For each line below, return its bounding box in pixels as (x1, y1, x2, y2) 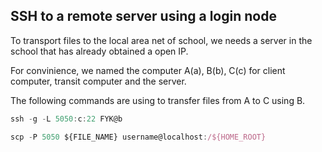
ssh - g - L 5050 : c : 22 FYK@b (10, 114, 123, 124)
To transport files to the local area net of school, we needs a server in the (10, 34, 313, 46)
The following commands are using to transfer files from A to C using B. (10, 94, 306, 106)
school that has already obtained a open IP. (10, 45, 189, 57)
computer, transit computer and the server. (10, 75, 187, 87)
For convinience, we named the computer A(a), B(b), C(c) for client (10, 64, 286, 76)
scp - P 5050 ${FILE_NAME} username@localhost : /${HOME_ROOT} (10, 132, 267, 142)
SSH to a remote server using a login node (10, 8, 277, 25)
